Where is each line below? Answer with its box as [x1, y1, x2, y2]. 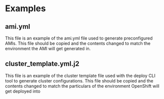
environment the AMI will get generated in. [5, 46, 91, 51]
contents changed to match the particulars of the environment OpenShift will [5, 83, 160, 89]
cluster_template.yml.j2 [5, 59, 80, 68]
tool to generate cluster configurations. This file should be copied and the [5, 78, 153, 83]
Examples [5, 3, 46, 14]
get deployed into [5, 88, 41, 94]
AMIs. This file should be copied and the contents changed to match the [5, 40, 151, 46]
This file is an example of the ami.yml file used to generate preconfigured [5, 35, 153, 41]
